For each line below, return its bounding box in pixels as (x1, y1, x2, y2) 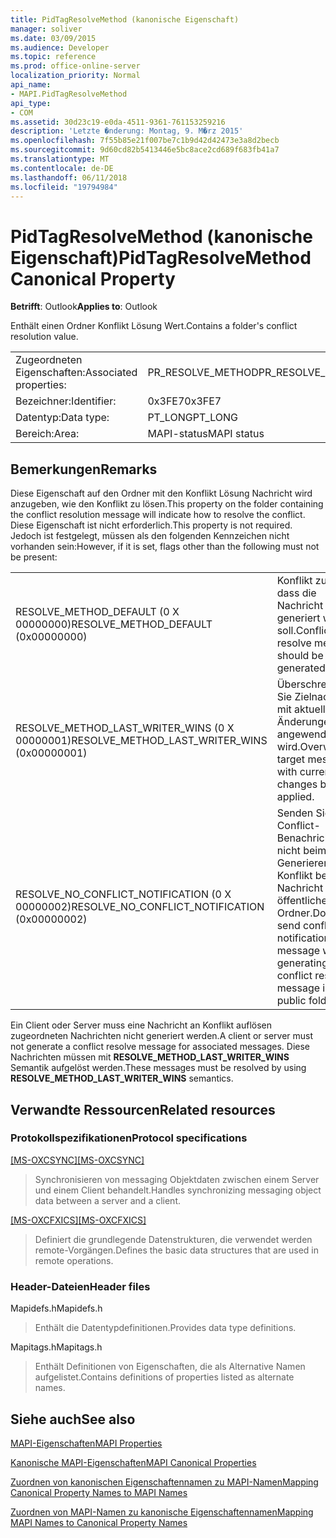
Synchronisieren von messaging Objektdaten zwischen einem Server (34, 1173, 320, 1185)
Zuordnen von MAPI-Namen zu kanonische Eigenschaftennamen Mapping (10, 1506, 314, 1518)
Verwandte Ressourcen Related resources (10, 1101, 276, 1118)
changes (276, 777, 318, 791)
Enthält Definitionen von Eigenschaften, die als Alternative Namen (34, 1361, 306, 1373)
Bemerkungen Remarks (10, 461, 158, 478)
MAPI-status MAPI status (147, 427, 265, 441)
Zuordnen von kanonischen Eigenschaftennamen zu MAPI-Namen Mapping (10, 1476, 319, 1488)
